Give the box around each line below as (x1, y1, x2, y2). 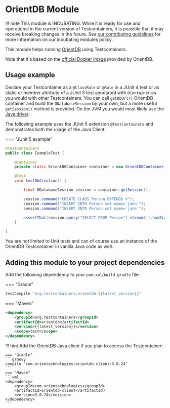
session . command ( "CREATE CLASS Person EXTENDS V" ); (23, 196, 135, 201)
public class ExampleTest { (5, 150, 65, 155)
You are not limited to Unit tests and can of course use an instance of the (5, 238, 158, 244)
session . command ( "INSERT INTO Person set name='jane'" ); (23, 206, 146, 211)
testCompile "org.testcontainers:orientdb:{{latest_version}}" (5, 291, 142, 296)
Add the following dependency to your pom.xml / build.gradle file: (5, 271, 140, 277)
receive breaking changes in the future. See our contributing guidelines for (5, 31, 161, 37)
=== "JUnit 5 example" (5, 136, 53, 142)
